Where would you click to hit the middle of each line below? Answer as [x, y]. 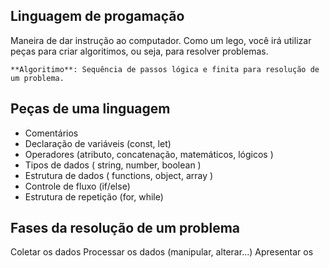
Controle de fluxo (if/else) [77, 186]
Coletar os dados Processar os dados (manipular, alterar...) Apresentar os [162, 252]
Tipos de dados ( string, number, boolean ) [113, 165]
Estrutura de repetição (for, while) [94, 196]
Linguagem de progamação [97, 16]
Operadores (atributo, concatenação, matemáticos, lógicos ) [149, 154]
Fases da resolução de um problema [125, 228]
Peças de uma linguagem [90, 109]
